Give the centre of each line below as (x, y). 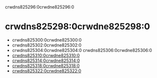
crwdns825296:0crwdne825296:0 (40, 7)
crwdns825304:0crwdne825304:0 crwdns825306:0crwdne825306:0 (82, 50)
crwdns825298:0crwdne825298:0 (78, 27)
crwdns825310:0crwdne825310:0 (46, 55)
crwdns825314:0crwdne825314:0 (46, 61)
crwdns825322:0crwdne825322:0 (47, 71)
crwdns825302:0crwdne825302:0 (47, 45)
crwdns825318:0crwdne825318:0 (46, 65)
